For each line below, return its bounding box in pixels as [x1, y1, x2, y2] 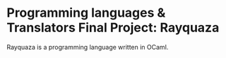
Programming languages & [6, 5, 166, 21]
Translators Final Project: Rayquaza [6, 20, 220, 36]
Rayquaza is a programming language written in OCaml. [6, 43, 169, 51]
